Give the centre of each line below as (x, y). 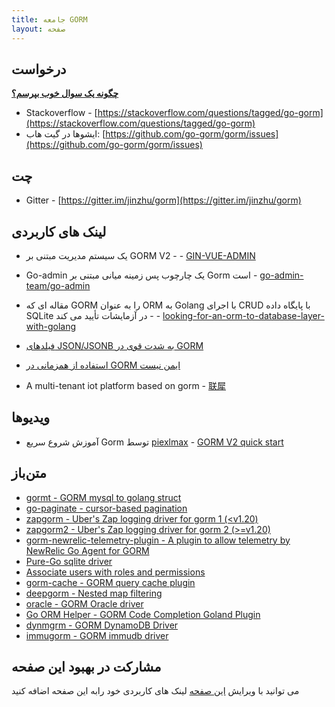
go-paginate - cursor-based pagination (106, 508)
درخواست (39, 69)
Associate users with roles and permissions (115, 572)
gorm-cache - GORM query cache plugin (110, 582)
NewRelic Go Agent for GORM (87, 550)
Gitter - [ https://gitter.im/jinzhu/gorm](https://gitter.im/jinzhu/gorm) (163, 200)
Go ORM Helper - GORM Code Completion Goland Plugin (143, 614)
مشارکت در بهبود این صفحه (86, 666)
